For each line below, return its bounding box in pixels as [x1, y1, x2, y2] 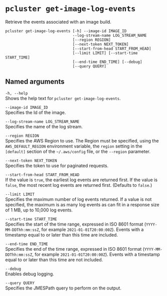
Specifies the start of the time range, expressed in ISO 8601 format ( [5, 221, 146, 227]
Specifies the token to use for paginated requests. [5, 163, 109, 169]
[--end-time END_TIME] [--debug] [72, 59, 142, 64]
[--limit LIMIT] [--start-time [72, 50, 138, 55]
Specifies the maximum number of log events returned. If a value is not [5, 196, 152, 202]
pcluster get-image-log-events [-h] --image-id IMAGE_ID [5, 28, 127, 34]
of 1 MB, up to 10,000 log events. [5, 207, 73, 213]
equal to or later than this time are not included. [5, 256, 103, 263]
